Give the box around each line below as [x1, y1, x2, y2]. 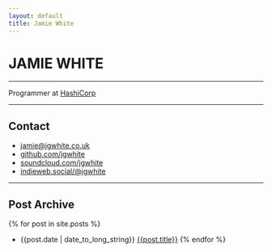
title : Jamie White [8, 19, 74, 27]
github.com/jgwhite [19, 149, 85, 159]
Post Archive [8, 197, 75, 211]
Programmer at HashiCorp [8, 88, 96, 98]
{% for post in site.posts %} [8, 219, 101, 229]
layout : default [8, 11, 63, 20]
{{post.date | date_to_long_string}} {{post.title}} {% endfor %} [19, 235, 227, 245]
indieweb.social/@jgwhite [19, 166, 107, 176]
